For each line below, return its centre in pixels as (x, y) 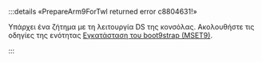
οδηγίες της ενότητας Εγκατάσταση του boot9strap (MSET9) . (111, 35)
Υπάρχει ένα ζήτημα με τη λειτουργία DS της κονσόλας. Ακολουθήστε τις (131, 27)
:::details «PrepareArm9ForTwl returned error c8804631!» (103, 12)
